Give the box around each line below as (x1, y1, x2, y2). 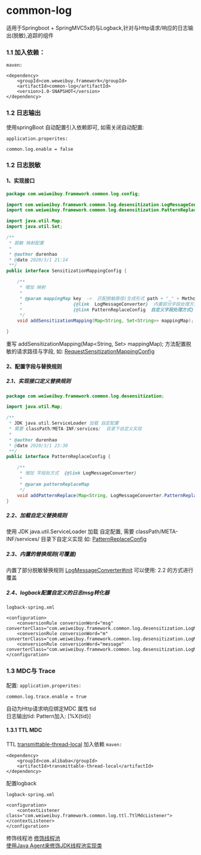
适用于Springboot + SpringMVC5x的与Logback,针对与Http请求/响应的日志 (6, 24, 188, 31)
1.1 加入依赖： (6, 48, 45, 56)
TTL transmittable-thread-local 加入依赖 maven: (6, 740, 123, 748)
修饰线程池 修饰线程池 (6, 834, 60, 841)
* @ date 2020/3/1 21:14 (8, 256, 68, 263)
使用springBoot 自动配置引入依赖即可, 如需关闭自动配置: (6, 124, 145, 131)
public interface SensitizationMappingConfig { (6, 268, 127, 274)
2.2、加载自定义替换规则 (6, 512, 68, 519)
